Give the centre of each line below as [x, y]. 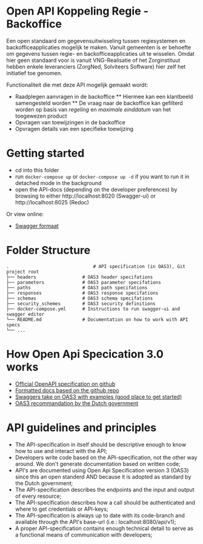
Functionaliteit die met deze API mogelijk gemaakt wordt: [77, 85]
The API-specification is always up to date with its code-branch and [100, 515]
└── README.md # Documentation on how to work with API [97, 320]
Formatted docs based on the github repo [67, 390]
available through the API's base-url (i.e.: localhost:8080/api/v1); [96, 522]
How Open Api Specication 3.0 [85, 354]
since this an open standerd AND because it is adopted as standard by [103, 477]
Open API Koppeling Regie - [78, 11]
